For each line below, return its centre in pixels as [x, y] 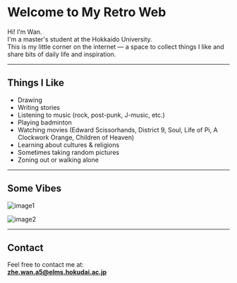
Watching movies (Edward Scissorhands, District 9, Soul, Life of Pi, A [117, 130]
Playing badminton [45, 122]
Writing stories [39, 107]
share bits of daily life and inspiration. [62, 54]
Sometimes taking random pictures [68, 152]
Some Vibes [35, 188]
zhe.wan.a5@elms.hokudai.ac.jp [57, 272]
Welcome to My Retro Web [87, 12]
